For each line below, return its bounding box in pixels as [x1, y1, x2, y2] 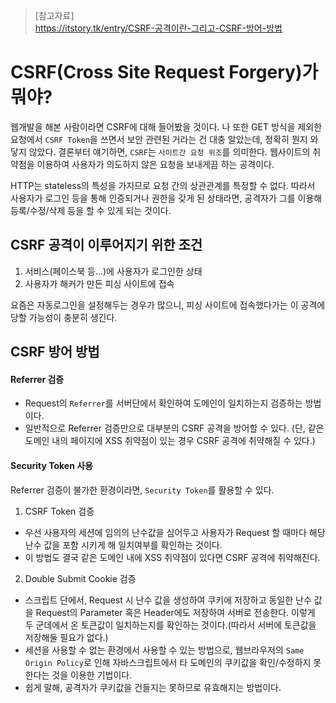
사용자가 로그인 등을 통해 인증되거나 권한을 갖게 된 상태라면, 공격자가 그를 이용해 [10, 192, 323, 204]
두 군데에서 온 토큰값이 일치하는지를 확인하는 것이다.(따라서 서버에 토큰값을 [24, 619, 317, 631]
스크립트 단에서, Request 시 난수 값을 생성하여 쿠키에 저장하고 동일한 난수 [24, 594, 312, 606]
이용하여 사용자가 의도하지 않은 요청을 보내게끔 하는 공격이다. [36, 158, 275, 170]
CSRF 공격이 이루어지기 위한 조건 [10, 237, 203, 254]
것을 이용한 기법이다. [51, 669, 133, 681]
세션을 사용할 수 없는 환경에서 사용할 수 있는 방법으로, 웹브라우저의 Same [24, 644, 305, 656]
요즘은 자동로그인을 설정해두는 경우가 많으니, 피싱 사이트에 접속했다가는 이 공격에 [10, 299, 326, 311]
